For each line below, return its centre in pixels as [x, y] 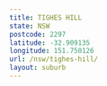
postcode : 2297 [38, 34]
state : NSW [30, 26]
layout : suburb [38, 68]
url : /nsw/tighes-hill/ [54, 59]
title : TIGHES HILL [46, 17]
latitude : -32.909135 [50, 43]
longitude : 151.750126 [52, 51]
